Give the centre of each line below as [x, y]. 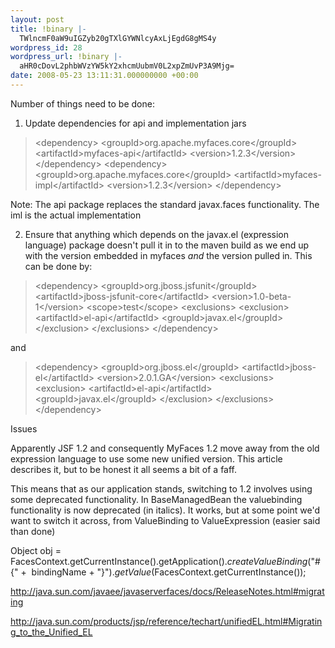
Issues [24, 428]
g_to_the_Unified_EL [51, 632]
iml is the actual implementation [76, 215]
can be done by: [58, 266]
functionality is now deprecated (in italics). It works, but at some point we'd [165, 510]
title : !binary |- [48, 29]
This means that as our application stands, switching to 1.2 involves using [161, 488]
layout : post [37, 19]
